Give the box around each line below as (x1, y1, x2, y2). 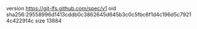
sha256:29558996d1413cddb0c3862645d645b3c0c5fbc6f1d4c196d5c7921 (6, 11, 192, 18)
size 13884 (35, 17, 62, 24)
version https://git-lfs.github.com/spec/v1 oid (6, 5, 117, 12)
